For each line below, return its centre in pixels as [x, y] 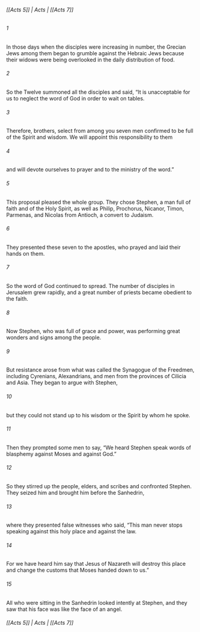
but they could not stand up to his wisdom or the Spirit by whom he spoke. [98, 415]
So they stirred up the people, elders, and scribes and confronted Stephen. [99, 486]
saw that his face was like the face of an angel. [64, 609]
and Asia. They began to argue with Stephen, [62, 382]
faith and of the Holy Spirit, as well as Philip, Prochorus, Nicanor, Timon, [95, 208]
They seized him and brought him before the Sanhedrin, [75, 493]
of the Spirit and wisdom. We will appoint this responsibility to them [89, 137]
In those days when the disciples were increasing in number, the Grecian [96, 47]
